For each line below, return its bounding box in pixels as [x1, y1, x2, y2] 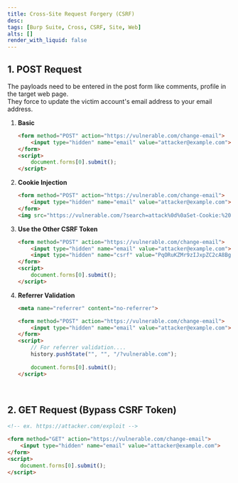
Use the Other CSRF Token [17, 225, 98, 233]
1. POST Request [7, 63, 82, 75]
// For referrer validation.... [31, 344, 126, 351]
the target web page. [7, 90, 69, 98]
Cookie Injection [17, 179, 67, 187]
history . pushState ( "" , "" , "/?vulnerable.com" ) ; [31, 351, 178, 358]
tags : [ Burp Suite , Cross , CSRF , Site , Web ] [7, 23, 141, 31]
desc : [7, 17, 23, 24]
